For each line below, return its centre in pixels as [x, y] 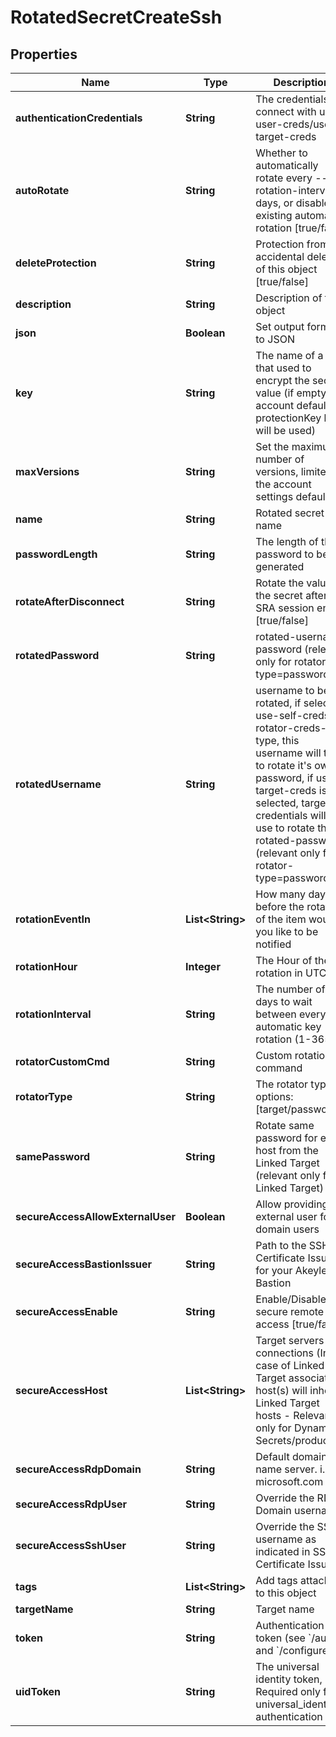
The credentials [292, 99]
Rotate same [285, 1125]
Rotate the [279, 583]
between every [291, 1014]
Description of [289, 298]
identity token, [289, 1679]
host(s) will [281, 1390]
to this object [286, 1593]
